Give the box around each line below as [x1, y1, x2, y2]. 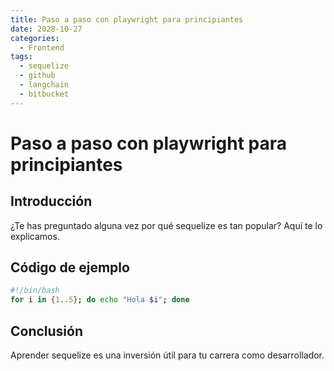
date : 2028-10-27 [10, 24, 83, 34]
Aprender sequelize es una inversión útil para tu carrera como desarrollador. [10, 349, 325, 361]
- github [19, 71, 56, 81]
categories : [10, 33, 60, 43]
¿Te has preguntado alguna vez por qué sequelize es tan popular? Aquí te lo [10, 219, 323, 231]
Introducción [10, 193, 93, 210]
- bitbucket [19, 89, 70, 99]
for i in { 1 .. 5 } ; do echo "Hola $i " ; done [10, 295, 190, 305]
